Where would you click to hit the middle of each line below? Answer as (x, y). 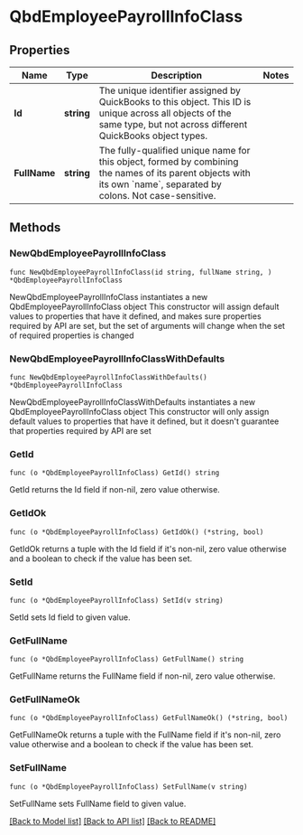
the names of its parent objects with (174, 173)
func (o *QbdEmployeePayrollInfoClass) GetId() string (115, 473)
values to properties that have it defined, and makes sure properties (135, 316)
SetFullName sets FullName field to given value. (98, 803)
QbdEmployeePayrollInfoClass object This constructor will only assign (139, 411)
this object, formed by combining (169, 162)
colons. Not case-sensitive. (157, 196)
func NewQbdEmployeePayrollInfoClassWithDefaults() (108, 377)
